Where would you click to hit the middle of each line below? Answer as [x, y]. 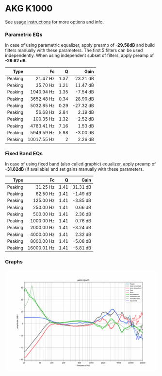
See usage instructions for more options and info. [55, 22]
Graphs [14, 262]
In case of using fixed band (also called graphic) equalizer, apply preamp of [81, 164]
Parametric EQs [24, 35]
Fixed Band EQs [24, 153]
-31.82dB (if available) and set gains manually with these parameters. [74, 169]
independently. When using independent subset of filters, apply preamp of [80, 55]
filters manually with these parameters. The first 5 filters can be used [74, 50]
